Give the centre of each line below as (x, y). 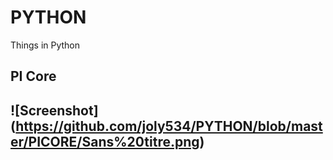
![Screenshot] (54, 110)
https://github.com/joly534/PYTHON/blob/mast (169, 126)
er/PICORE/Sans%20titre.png (105, 141)
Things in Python (45, 45)
